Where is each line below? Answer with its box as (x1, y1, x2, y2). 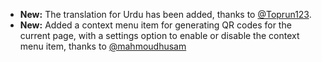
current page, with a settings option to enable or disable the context (19, 30, 300, 41)
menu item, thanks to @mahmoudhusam (19, 40, 187, 52)
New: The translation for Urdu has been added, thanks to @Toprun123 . (19, 9, 312, 20)
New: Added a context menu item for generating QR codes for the (19, 19, 292, 31)
